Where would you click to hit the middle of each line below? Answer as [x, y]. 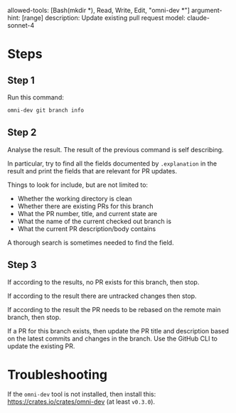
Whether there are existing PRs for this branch [85, 206]
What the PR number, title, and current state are [87, 213]
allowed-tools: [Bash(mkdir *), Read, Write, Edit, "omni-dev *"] [99, 10]
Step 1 [21, 80]
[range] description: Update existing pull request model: [104, 18]
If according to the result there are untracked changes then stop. [102, 296]
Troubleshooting [58, 374]
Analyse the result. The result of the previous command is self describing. [116, 149]
